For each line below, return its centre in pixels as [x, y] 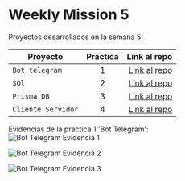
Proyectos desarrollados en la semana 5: [76, 37]
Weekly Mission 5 [69, 15]
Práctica [102, 56]
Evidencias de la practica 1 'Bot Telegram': [78, 129]
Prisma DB [31, 96]
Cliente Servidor [45, 109]
